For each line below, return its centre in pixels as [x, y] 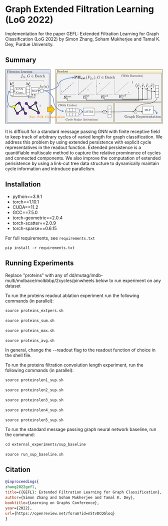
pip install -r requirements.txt [40, 248]
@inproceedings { [22, 482]
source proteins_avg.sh [30, 340]
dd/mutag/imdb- [86, 275]
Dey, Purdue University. [29, 44]
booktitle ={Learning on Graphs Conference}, [52, 503]
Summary [21, 60]
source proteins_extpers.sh [34, 310]
